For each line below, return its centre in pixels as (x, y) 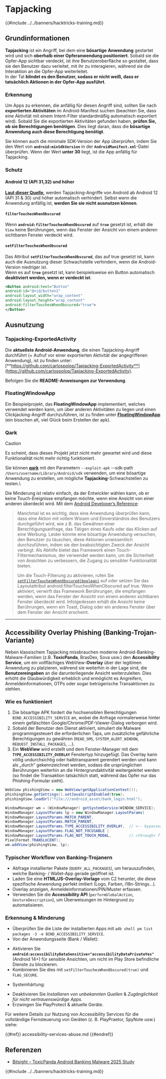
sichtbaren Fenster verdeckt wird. (40, 235)
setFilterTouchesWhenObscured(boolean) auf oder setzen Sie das (83, 581)
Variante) (20, 640)
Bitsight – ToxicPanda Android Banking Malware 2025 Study (73, 1062)
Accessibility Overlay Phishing (53, 633)
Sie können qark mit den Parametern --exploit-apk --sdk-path (69, 468)
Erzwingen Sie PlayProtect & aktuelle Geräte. (58, 1005)
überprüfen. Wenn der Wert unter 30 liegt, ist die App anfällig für (71, 152)
